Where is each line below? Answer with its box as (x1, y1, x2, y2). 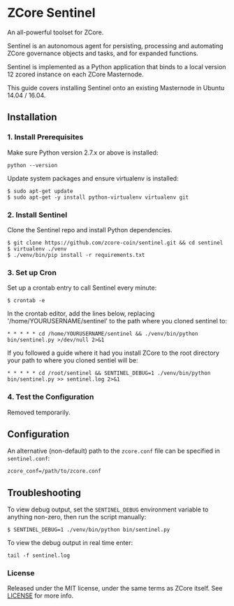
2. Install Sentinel (7, 210, 68, 220)
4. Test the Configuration (7, 392, 94, 402)
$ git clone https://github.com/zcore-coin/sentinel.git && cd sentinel (7, 239, 224, 246)
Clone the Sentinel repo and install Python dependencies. (7, 225, 173, 234)
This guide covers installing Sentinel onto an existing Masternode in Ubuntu (7, 83, 225, 92)
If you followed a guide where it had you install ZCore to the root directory (7, 348, 220, 358)
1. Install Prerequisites (7, 132, 84, 142)
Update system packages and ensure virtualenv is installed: (7, 174, 180, 183)
